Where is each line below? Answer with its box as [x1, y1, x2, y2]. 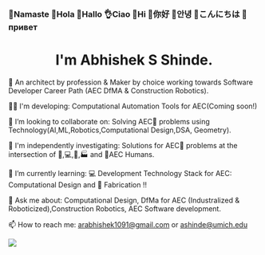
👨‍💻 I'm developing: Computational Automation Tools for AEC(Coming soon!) [8, 101, 258, 111]
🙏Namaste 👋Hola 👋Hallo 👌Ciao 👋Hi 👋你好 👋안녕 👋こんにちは [8, 8, 240, 19]
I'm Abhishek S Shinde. [55, 51, 213, 69]
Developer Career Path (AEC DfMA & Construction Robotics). [8, 85, 209, 95]
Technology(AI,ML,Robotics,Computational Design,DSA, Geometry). [8, 125, 231, 135]
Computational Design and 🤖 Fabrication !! [8, 179, 148, 190]
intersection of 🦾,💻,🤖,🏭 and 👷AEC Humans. [8, 149, 155, 159]
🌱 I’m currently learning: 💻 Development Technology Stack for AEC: [8, 168, 232, 178]
